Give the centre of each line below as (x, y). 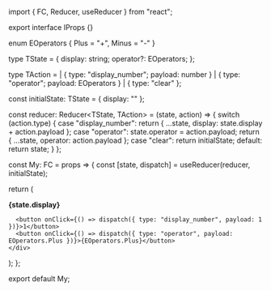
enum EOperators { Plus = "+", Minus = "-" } (82, 43)
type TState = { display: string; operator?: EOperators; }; (102, 59)
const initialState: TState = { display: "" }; (77, 99)
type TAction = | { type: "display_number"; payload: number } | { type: (125, 75)
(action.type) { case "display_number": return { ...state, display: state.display (135, 123)
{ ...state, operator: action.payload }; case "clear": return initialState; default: (135, 140)
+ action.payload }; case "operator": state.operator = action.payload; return (134, 132)
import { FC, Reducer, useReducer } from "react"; (91, 12)
